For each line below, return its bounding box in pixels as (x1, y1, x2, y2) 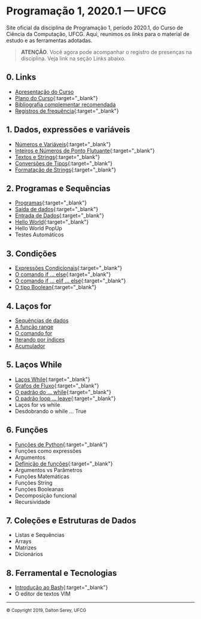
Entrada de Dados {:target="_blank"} (14, 212, 105, 220)
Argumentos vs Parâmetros (14, 466, 83, 473)
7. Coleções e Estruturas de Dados (6, 516, 136, 526)
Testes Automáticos (14, 231, 64, 238)
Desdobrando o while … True (14, 407, 87, 414)
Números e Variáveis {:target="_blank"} (14, 140, 111, 148)
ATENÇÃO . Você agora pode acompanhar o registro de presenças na (20, 48, 193, 55)
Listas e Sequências (14, 531, 65, 539)
